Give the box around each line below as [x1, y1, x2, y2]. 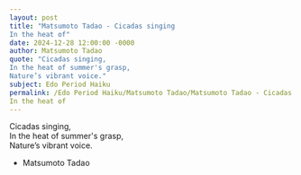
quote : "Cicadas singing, [9, 55, 106, 64]
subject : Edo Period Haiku [9, 80, 111, 89]
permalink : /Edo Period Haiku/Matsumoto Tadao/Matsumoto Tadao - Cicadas [9, 88, 293, 97]
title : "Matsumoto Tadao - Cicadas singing [9, 22, 176, 31]
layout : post [9, 13, 59, 22]
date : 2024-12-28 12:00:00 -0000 [9, 38, 135, 48]
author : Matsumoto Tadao [9, 47, 103, 56]
